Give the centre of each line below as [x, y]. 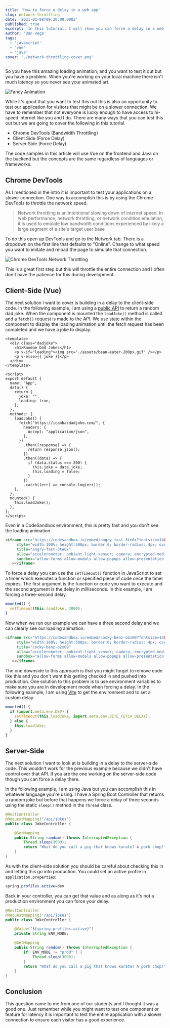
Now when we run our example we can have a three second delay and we [82, 623]
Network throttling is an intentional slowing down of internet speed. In [90, 213]
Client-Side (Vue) [33, 291]
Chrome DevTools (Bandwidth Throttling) [55, 133]
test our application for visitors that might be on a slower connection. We [81, 107]
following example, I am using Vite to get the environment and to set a [78, 692]
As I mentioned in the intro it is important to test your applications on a [78, 192]
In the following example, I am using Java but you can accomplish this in [80, 789]
